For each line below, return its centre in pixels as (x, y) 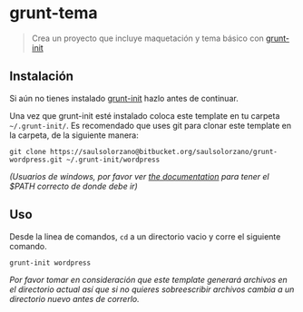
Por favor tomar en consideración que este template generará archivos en (148, 279)
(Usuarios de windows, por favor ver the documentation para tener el (139, 176)
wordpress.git (36, 160)
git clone (28, 151)
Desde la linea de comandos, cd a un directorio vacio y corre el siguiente (145, 236)
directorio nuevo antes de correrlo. (74, 298)
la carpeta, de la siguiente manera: (74, 135)
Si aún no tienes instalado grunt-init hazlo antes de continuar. (124, 98)
